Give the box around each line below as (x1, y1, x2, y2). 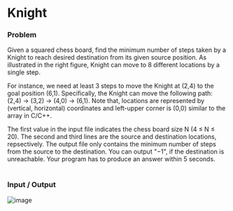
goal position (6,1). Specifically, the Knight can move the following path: (7, 89, 213, 97)
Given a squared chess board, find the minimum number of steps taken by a (7, 46, 226, 54)
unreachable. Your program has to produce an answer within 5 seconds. (7, 155, 216, 163)
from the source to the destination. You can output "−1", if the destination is (7, 147, 225, 156)
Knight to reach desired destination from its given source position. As (7, 53, 207, 62)
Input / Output (7, 180, 56, 190)
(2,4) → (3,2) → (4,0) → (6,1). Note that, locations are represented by (7, 97, 205, 105)
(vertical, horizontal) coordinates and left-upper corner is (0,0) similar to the (7, 104, 226, 113)
